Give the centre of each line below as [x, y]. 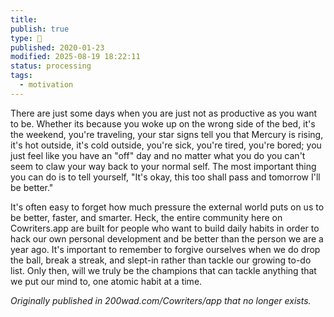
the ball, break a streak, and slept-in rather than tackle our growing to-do [161, 260]
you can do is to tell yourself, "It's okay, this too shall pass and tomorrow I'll [165, 177]
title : [24, 19]
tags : [21, 76]
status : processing [51, 66]
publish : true [40, 29]
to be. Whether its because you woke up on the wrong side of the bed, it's [163, 123]
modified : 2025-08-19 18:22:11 [75, 57]
